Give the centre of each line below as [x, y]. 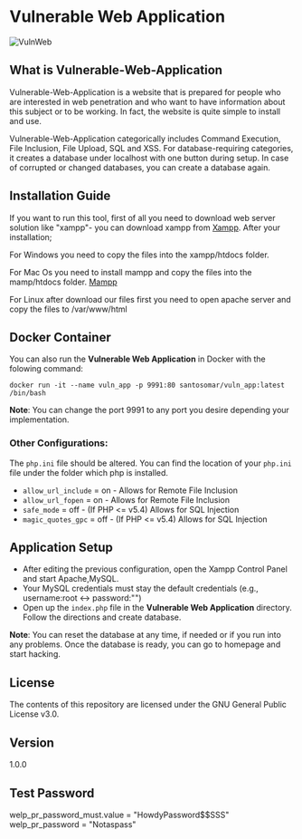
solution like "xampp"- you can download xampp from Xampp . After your [145, 227]
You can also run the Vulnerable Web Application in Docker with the [138, 359]
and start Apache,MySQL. [71, 579]
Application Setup [61, 548]
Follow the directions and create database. [102, 617]
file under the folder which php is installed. [89, 472]
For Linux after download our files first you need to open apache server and [150, 299]
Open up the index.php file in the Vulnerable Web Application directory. [157, 608]
